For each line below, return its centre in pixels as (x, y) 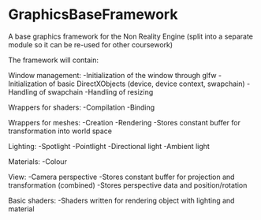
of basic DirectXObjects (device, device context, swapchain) (147, 84)
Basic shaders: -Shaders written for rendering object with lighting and (121, 200)
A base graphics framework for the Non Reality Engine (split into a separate (131, 36)
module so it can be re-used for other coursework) (91, 44)
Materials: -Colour (37, 161)
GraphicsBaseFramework (93, 15)
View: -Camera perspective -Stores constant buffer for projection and (121, 177)
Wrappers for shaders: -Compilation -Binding (82, 107)
